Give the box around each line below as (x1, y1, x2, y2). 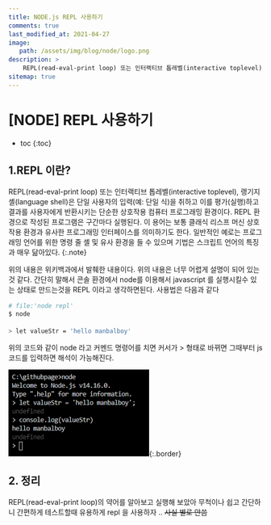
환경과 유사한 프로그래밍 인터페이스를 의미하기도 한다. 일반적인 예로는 (23, 227, 241, 237)
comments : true (8, 21, 60, 30)
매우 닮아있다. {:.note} (16, 247, 87, 257)
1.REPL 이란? (8, 164, 71, 178)
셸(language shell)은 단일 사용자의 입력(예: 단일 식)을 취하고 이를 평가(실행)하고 (8, 196, 260, 206)
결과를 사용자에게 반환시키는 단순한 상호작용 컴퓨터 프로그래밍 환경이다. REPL (8, 207, 252, 216)
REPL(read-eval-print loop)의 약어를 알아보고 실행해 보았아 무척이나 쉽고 (8, 497, 240, 506)
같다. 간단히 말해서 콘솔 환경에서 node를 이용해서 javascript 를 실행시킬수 (16, 275, 248, 284)
